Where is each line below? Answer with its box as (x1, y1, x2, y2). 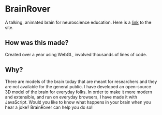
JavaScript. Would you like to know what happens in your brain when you (5, 99, 151, 105)
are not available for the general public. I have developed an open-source (5, 83, 151, 89)
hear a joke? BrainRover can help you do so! (5, 104, 93, 110)
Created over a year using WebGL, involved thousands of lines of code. (5, 51, 147, 57)
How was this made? (5, 39, 69, 47)
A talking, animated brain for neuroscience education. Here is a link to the (5, 19, 151, 25)
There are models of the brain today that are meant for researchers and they (5, 79, 157, 84)
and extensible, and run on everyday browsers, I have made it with (5, 94, 138, 100)
